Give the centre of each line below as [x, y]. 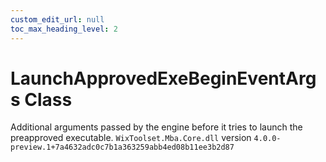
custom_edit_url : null [57, 19]
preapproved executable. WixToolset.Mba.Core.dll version [131, 138]
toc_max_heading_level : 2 [64, 29]
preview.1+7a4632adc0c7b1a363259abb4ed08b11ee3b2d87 [122, 147]
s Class [41, 99]
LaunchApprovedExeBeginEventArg [163, 78]
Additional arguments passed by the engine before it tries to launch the [156, 127]
